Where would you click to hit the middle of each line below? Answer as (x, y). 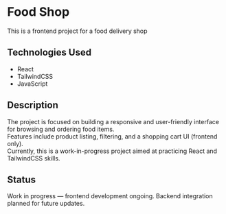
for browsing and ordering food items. (61, 129)
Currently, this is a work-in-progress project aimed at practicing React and (112, 151)
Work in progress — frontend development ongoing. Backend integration (110, 196)
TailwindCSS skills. (34, 158)
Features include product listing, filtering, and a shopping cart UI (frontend (112, 136)
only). (15, 143)
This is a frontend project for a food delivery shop (77, 31)
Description (33, 105)
